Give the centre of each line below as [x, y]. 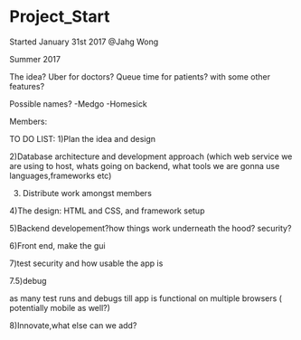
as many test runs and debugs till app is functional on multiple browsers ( [146, 298]
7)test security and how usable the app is [86, 263]
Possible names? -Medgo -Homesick [78, 104]
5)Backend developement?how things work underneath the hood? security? [150, 228]
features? [27, 86]
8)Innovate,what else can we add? [73, 325]
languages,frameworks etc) [61, 175]
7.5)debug [28, 280]
